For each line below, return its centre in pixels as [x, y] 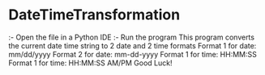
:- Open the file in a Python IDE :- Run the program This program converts [132, 37]
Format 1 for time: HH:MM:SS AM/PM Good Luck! [90, 63]
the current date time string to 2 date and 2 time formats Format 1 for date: [132, 45]
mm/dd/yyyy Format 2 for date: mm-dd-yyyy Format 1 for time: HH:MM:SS [132, 54]
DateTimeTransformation [94, 15]
